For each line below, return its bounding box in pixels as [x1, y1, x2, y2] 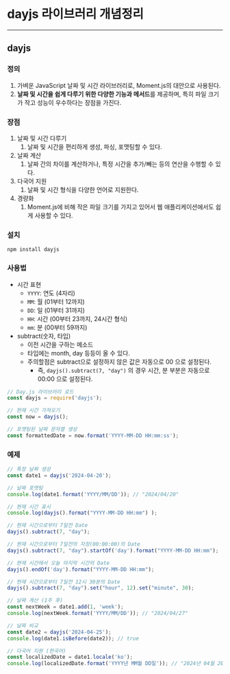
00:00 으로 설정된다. [37, 375, 93, 383]
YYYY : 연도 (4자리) [27, 289, 75, 297]
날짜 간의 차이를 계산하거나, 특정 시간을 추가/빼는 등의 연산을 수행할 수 [27, 159, 214, 168]
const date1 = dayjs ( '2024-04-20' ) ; [7, 472, 112, 479]
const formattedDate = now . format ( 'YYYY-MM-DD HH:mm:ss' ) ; [7, 432, 179, 439]
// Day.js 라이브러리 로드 [7, 388, 74, 395]
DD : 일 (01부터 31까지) [27, 306, 86, 314]
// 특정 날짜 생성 [7, 466, 51, 473]
